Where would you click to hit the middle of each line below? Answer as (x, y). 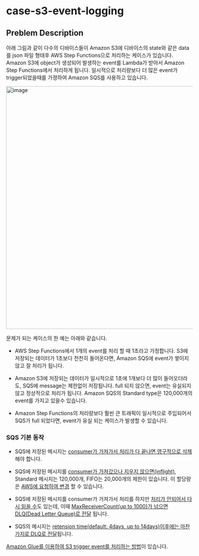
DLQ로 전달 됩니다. (52, 534)
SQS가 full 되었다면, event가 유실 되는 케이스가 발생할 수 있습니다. (91, 421)
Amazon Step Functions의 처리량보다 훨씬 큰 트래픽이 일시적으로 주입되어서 (103, 413)
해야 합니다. (28, 459)
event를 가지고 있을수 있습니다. (51, 400)
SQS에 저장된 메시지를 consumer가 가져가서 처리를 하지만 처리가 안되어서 (100, 499)
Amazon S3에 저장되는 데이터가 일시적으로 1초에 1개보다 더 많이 (89, 378)
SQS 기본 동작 (25, 437)
